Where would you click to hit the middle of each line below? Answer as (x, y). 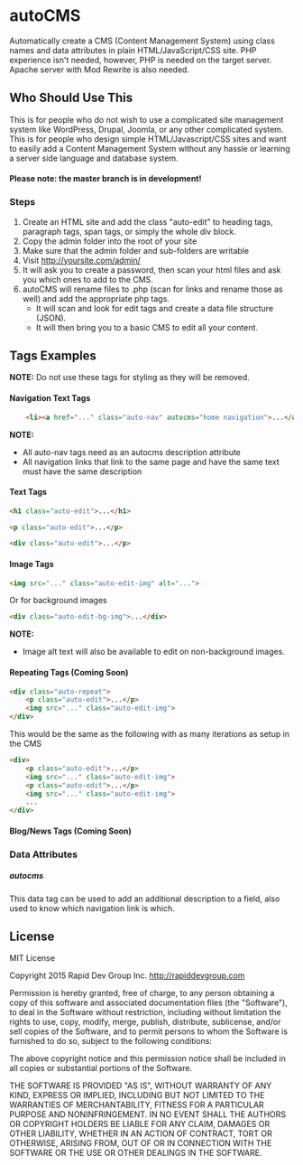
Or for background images (58, 601)
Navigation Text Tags (50, 398)
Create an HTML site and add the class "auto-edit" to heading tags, (147, 221)
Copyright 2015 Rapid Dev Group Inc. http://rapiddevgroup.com (127, 975)
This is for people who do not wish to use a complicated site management (147, 119)
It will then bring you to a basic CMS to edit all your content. (147, 327)
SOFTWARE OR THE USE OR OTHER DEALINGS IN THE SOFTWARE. (136, 1153)
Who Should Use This (71, 98)
